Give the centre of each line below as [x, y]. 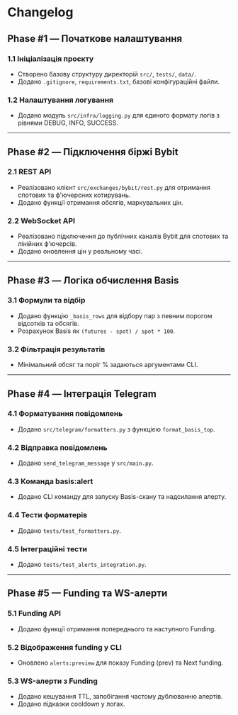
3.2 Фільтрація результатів [56, 349]
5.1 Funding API [34, 614]
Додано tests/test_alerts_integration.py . [82, 565]
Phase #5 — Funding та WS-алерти [87, 593]
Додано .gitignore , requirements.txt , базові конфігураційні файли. [119, 81]
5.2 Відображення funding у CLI [65, 647]
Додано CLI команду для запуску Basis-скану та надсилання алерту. [122, 497]
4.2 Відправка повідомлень [57, 447]
